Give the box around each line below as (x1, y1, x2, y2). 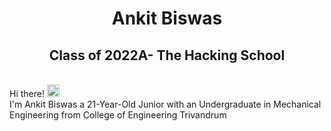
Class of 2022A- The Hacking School (48, 47, 286, 64)
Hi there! (9, 88, 45, 99)
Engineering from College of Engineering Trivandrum (9, 109, 227, 121)
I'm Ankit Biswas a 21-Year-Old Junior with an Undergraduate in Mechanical (9, 98, 322, 110)
